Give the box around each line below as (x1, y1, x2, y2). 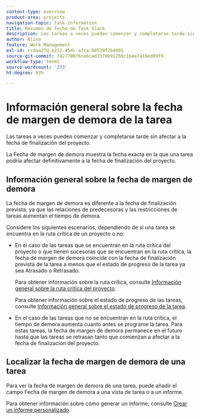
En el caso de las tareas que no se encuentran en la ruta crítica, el (14, 314, 177, 321)
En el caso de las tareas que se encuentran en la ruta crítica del (14, 242, 171, 249)
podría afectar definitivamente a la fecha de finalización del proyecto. (6, 157, 177, 165)
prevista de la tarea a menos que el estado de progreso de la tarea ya (14, 260, 186, 268)
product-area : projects (6, 14, 65, 20)
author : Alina (6, 36, 42, 42)
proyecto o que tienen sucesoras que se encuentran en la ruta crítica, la (14, 248, 192, 255)
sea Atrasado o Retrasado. (14, 267, 80, 274)
